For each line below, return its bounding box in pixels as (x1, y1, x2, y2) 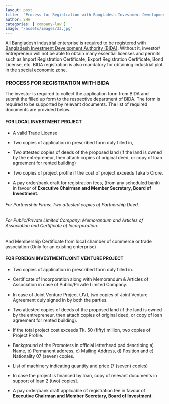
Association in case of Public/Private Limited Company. (12, 281, 127, 287)
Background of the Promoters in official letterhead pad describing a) (12, 342, 154, 348)
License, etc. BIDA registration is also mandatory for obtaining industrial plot (5, 62, 163, 68)
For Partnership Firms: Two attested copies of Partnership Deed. (5, 202, 139, 208)
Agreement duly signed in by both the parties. (12, 297, 108, 303)
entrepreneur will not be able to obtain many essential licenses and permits (5, 51, 161, 57)
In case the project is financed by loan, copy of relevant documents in (12, 372, 157, 378)
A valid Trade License (12, 130, 58, 136)
